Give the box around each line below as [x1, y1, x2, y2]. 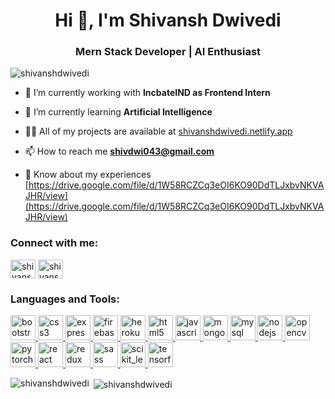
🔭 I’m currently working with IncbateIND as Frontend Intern [24, 87, 271, 99]
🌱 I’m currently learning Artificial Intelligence [24, 106, 213, 118]
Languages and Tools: [10, 292, 120, 306]
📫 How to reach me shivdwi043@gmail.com [24, 145, 215, 158]
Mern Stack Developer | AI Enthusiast [74, 45, 262, 59]
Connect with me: [10, 236, 99, 250]
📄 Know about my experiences [24, 169, 152, 181]
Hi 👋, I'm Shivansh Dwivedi [54, 9, 282, 32]
